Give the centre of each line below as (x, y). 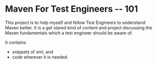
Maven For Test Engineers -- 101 (71, 9)
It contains (16, 42)
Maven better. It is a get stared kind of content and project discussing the (79, 27)
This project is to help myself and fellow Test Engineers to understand (75, 22)
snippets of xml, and (33, 52)
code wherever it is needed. (40, 57)
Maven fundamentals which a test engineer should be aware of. (69, 33)
